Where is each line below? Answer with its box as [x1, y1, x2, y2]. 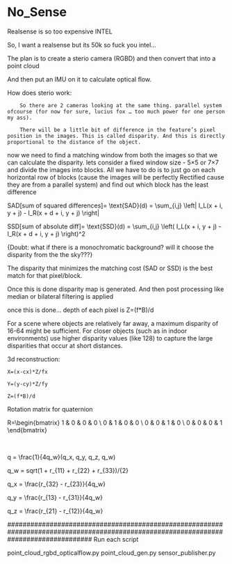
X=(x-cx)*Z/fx [7, 368, 49, 375]
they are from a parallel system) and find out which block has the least [7, 180, 209, 189]
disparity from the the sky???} [7, 250, 93, 258]
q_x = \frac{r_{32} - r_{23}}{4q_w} [7, 480, 106, 488]
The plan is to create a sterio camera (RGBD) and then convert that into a [7, 54, 216, 63]
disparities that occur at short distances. [7, 341, 123, 350]
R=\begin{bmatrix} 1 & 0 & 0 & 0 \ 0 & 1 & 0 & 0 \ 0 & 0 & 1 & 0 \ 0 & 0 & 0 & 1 [7, 418, 223, 427]
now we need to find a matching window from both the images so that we [7, 150, 217, 159]
